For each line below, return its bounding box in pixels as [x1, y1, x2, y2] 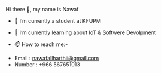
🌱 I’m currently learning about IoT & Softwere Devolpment [14, 29, 157, 36]
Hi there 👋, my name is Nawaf [5, 6, 79, 13]
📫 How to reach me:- [14, 41, 68, 48]
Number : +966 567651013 [14, 61, 80, 68]
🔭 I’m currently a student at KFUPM [14, 17, 101, 24]
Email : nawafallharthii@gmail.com [14, 54, 99, 62]
